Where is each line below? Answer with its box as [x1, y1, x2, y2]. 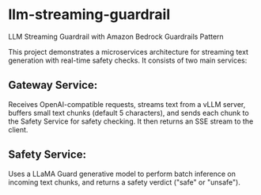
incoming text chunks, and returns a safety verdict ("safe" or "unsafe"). [8, 177, 241, 187]
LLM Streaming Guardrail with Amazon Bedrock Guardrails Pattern [8, 32, 224, 41]
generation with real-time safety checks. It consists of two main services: [8, 55, 248, 65]
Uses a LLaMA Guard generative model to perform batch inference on [8, 169, 236, 178]
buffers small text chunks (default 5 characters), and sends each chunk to [8, 108, 249, 117]
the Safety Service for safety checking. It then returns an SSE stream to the [8, 117, 254, 126]
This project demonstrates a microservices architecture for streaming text [8, 47, 249, 56]
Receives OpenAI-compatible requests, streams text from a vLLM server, [8, 99, 246, 109]
